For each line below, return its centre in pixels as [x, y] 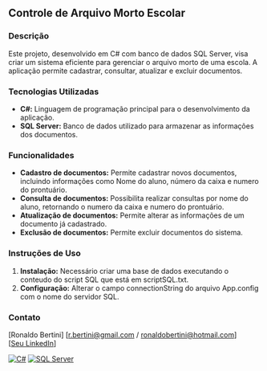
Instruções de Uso [45, 254]
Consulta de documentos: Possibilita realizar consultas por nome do [134, 198]
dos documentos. [49, 134]
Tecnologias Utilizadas [54, 92]
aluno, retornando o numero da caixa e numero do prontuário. [122, 207]
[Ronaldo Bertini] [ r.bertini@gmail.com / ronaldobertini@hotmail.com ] [123, 334]
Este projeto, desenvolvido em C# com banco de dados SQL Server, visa [128, 53]
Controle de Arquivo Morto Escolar [97, 13]
